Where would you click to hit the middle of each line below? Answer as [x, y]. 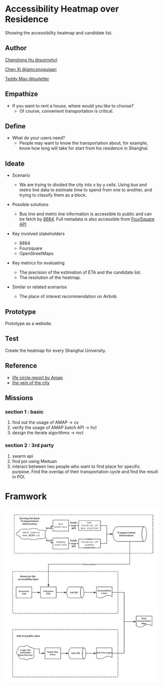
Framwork [26, 496]
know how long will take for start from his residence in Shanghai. [84, 148]
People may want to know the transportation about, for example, [83, 143]
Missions [19, 398]
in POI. [19, 477]
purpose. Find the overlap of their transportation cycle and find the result [85, 471]
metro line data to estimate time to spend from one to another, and [85, 190]
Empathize [22, 94]
